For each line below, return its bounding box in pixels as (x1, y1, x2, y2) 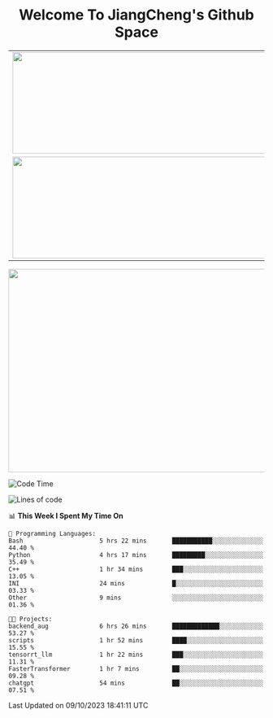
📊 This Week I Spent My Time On (8, 511, 123, 520)
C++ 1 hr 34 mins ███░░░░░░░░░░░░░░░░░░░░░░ (8, 565, 264, 573)
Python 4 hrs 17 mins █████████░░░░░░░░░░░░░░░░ (8, 550, 264, 559)
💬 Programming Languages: (8, 529, 96, 537)
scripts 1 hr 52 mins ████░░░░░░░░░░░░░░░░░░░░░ (8, 636, 264, 644)
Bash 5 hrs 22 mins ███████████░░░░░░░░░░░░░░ (8, 537, 264, 545)
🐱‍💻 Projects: (8, 615, 53, 623)
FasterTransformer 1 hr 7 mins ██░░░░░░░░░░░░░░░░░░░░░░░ (8, 664, 264, 672)
